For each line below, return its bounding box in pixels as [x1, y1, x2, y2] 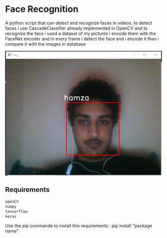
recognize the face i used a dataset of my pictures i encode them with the [5, 30, 157, 36]
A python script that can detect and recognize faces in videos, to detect [5, 20, 153, 26]
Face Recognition [5, 3, 79, 15]
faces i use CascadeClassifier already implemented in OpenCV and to [5, 25, 148, 31]
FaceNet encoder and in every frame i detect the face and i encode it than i [5, 36, 159, 42]
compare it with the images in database [5, 41, 86, 47]
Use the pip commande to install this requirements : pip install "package [5, 223, 153, 229]
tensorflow [5, 209, 28, 214]
